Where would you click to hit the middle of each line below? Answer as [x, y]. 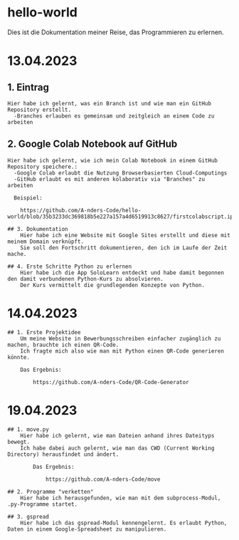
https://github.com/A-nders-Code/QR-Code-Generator [111, 382]
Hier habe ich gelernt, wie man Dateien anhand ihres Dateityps [117, 435]
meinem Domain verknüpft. [46, 242]
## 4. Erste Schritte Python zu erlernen [70, 266]
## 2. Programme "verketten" [51, 492]
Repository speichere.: [43, 167]
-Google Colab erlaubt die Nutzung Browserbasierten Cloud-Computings [121, 173]
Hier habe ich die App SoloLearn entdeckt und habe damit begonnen [122, 272]
